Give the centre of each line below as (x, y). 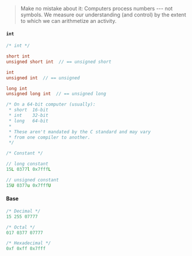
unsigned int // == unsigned (43, 78)
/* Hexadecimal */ (28, 243)
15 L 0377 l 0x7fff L (28, 170)
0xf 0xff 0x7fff (26, 249)
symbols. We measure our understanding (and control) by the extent (103, 15)
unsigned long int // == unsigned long (56, 94)
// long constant (27, 164)
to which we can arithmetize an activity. (68, 21)
